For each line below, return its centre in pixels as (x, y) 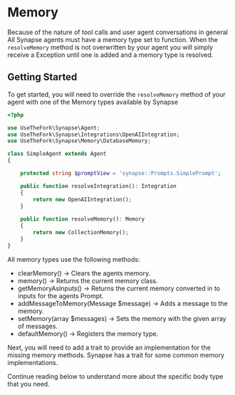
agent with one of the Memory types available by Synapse (93, 102)
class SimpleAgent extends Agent (57, 154)
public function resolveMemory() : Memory (82, 219)
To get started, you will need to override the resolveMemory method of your (116, 94)
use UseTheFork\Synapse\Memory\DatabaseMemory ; (79, 141)
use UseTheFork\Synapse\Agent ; (54, 128)
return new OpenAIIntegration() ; (83, 199)
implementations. (33, 362)
